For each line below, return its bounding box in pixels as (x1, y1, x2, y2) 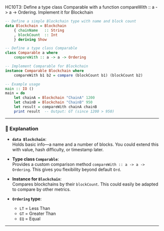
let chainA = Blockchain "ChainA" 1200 (14, 95, 95, 100)
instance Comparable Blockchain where (5, 68, 84, 73)
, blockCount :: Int (14, 32, 58, 37)
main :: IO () (5, 86, 34, 91)
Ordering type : (12, 196, 42, 202)
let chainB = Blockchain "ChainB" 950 (14, 100, 93, 105)
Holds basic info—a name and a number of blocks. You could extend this (12, 141, 159, 147)
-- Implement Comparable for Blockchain (5, 64, 89, 69)
